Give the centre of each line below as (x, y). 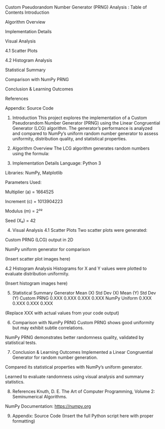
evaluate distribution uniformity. (37, 274)
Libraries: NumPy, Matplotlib (34, 173)
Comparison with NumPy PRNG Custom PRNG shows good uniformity (83, 322)
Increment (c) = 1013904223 (34, 201)
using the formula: (31, 153)
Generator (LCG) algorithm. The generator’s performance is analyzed (82, 128)
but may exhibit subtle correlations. (48, 328)
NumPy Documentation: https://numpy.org (48, 406)
